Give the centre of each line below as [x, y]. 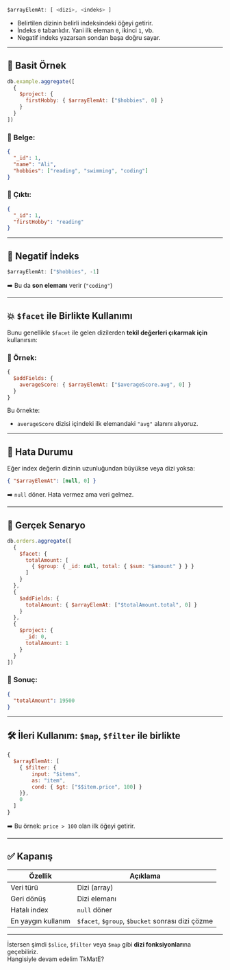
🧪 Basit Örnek [37, 66]
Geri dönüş [28, 899]
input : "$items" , [56, 774]
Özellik [41, 876]
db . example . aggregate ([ [41, 81]
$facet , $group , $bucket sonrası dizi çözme [145, 921]
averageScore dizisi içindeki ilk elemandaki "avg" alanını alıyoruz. [107, 424]
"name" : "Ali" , [35, 164]
